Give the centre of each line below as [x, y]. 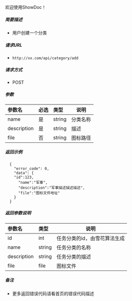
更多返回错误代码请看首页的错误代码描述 [53, 293]
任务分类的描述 [74, 257]
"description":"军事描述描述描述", [51, 188]
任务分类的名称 [74, 247]
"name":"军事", [33, 182]
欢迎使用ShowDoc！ [26, 7]
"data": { [24, 173]
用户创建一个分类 [29, 33]
